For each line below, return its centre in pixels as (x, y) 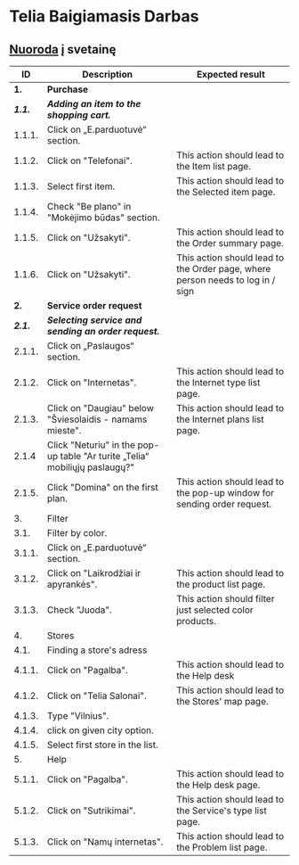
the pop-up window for (225, 493)
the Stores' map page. (222, 701)
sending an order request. (104, 331)
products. (196, 621)
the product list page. (221, 584)
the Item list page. (214, 166)
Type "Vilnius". (78, 716)
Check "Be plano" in (89, 206)
